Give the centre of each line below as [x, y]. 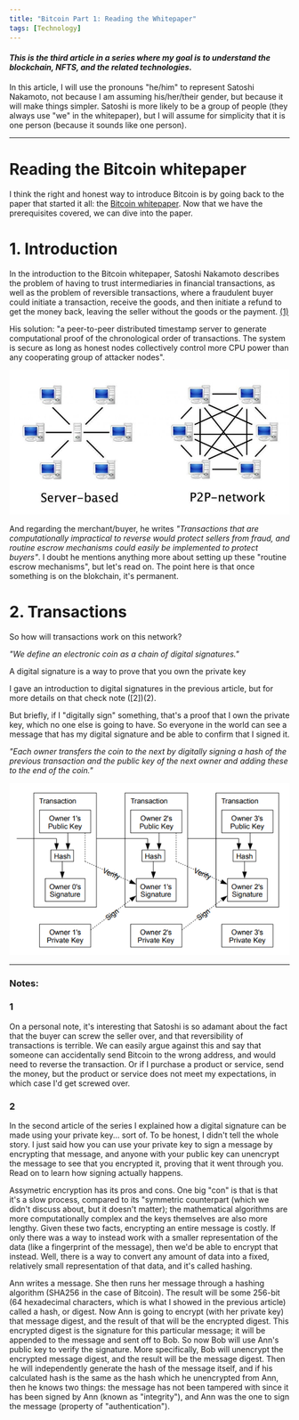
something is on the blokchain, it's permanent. [94, 575]
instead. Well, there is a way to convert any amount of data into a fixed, [139, 1257]
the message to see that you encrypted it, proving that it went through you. [146, 1163]
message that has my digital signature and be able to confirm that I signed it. [149, 734]
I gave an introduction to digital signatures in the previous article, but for [141, 688]
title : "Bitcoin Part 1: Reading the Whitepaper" [103, 19]
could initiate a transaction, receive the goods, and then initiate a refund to [145, 302]
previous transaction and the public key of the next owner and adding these [149, 761]
